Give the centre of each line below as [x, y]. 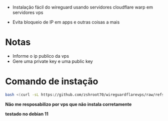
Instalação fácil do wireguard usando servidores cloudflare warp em [83, 7]
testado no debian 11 [27, 114]
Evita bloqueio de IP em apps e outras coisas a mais [66, 22]
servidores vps [28, 12]
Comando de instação [52, 81]
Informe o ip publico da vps [40, 56]
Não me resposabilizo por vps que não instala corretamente [68, 104]
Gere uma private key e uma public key [53, 61]
